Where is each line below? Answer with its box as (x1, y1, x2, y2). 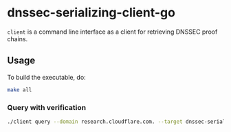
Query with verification (7, 102, 87, 112)
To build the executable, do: (7, 73, 86, 81)
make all (7, 86, 32, 93)
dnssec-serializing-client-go (7, 5, 175, 21)
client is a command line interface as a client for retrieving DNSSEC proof (7, 27, 218, 36)
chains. (7, 34, 28, 43)
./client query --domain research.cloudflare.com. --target (7, 118, 184, 125)
